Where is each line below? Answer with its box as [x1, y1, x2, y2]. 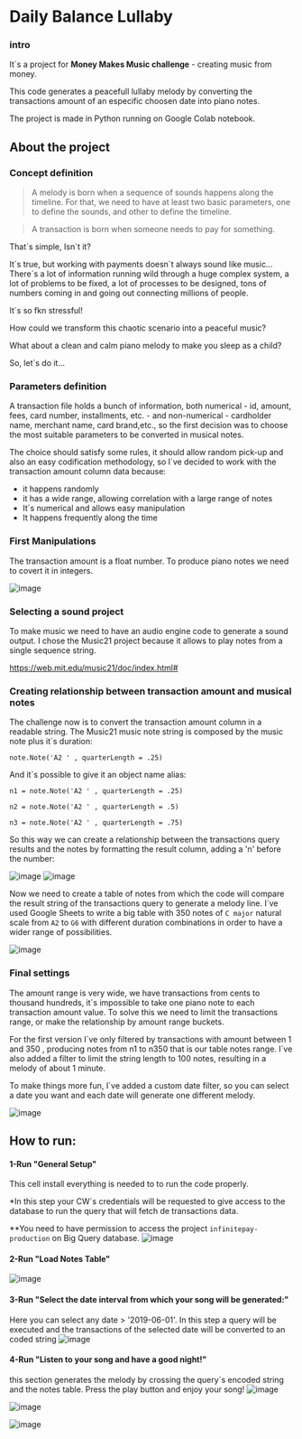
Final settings [9, 967, 70, 979]
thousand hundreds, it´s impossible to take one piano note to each [9, 996, 255, 1008]
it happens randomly [22, 483, 99, 494]
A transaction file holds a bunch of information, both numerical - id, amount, [9, 400, 291, 412]
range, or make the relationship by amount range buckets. [9, 1016, 224, 1027]
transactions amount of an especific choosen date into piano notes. [9, 96, 260, 107]
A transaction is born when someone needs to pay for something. [31, 224, 275, 235]
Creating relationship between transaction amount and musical [9, 685, 292, 697]
